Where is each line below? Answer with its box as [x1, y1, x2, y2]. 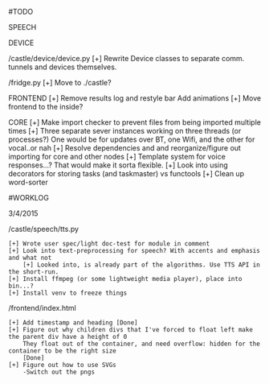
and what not [8, 254, 52, 262]
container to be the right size [8, 347, 116, 355]
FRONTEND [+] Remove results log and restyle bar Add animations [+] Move [8, 93, 262, 103]
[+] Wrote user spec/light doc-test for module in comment [8, 240, 210, 248]
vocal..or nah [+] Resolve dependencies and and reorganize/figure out [8, 143, 241, 152]
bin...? [8, 282, 35, 290]
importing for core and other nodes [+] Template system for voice [8, 152, 226, 161]
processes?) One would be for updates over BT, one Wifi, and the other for [8, 134, 255, 144]
